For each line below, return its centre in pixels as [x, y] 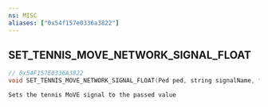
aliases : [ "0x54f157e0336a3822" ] [64, 23]
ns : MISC [23, 15]
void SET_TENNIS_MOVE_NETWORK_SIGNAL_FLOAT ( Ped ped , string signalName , [132, 81]
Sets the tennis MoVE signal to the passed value [93, 95]
